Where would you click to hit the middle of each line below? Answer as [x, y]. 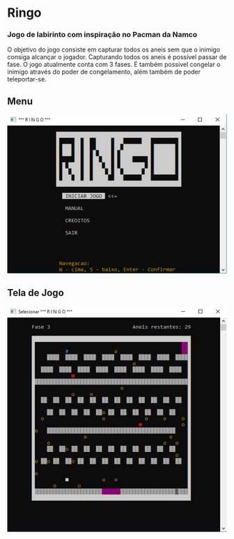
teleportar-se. [27, 79]
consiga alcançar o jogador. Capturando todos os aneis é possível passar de [117, 57]
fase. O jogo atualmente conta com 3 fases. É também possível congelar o [114, 65]
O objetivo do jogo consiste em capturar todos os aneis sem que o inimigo [114, 49]
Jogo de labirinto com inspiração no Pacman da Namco [102, 35]
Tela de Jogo [36, 293]
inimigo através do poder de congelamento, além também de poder [104, 72]
